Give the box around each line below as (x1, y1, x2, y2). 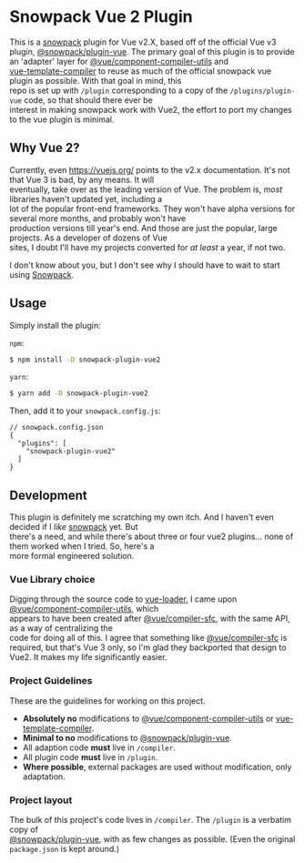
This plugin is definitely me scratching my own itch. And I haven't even (9, 512, 275, 523)
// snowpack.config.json (9, 423, 104, 432)
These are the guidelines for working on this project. (9, 695, 207, 706)
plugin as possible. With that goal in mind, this (9, 75, 182, 86)
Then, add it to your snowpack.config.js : (9, 405, 161, 416)
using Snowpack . (9, 269, 75, 279)
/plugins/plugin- (229, 86, 296, 96)
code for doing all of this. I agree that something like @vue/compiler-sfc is (9, 633, 288, 644)
